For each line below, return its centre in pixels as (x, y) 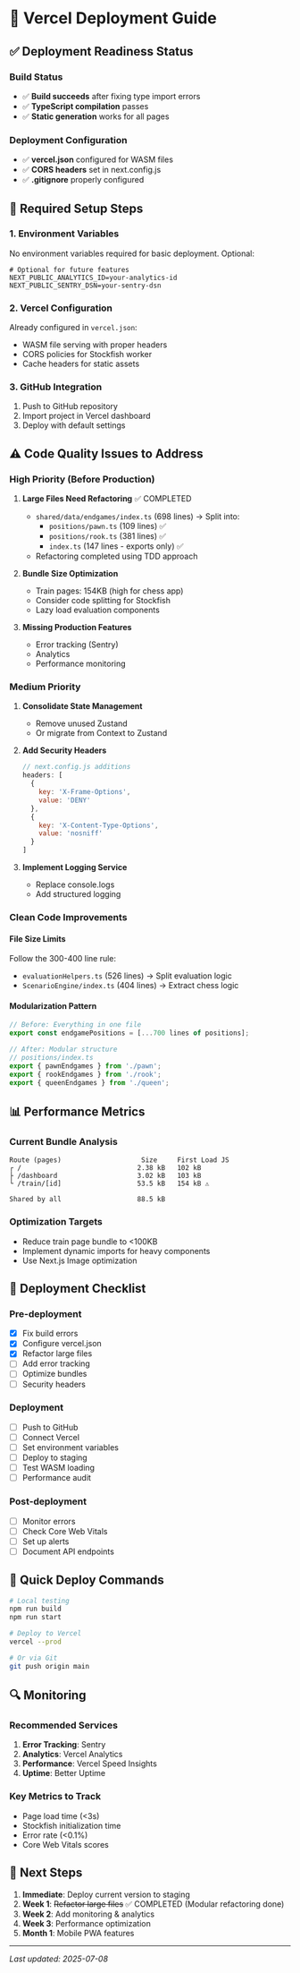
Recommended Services (64, 1725)
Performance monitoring (81, 664)
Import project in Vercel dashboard (86, 416)
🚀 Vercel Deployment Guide (113, 18)
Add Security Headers (64, 750)
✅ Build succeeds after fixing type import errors (111, 96)
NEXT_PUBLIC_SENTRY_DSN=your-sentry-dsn (86, 286)
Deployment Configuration (68, 140)
